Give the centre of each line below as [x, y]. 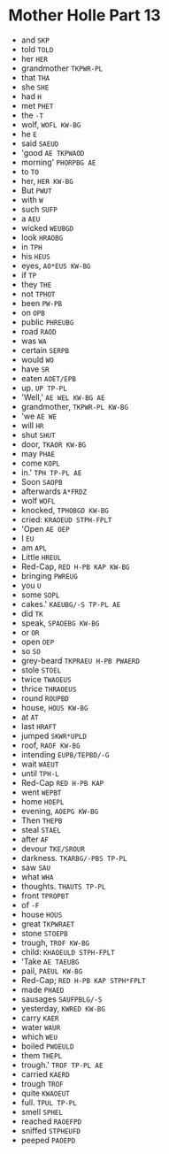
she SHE [35, 87]
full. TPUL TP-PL [49, 1102]
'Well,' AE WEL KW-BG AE [63, 397]
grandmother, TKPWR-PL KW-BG [75, 406]
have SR [35, 369]
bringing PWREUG [50, 575]
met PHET [37, 105]
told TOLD [37, 49]
